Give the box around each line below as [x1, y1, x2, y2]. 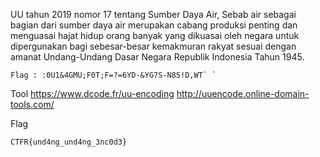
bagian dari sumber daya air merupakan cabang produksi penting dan [10, 19, 298, 31]
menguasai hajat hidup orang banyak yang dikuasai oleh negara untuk [10, 30, 300, 41]
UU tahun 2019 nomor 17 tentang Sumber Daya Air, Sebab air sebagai [10, 9, 297, 20]
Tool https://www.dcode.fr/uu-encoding [10, 88, 175, 99]
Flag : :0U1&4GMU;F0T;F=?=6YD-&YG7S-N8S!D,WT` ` [10, 70, 217, 80]
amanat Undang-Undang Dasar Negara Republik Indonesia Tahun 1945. [10, 51, 305, 63]
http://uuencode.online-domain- [176, 88, 310, 99]
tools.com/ [10, 99, 55, 110]
